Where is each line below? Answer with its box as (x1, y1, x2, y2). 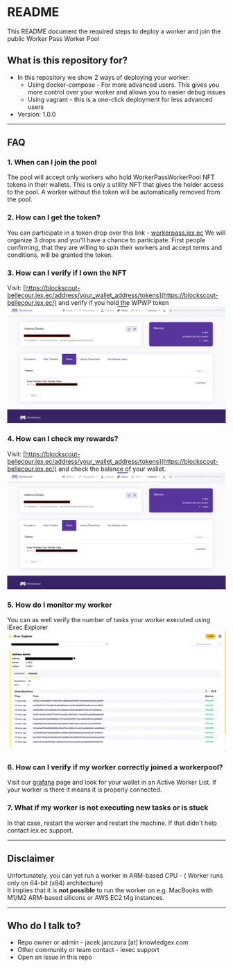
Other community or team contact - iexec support (17, 946, 159, 954)
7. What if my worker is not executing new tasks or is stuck (7, 803, 209, 812)
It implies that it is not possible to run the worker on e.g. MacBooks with (7, 886, 214, 894)
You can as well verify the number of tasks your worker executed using (7, 616, 211, 624)
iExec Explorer (7, 623, 49, 632)
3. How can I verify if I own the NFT (7, 268, 127, 278)
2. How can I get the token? (7, 212, 101, 222)
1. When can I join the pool (7, 158, 97, 167)
